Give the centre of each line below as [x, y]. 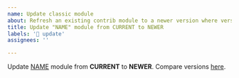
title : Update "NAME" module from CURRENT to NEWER [85, 27]
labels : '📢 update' [36, 34]
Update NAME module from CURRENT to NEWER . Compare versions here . [117, 67]
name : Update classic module [51, 14]
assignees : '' [28, 40]
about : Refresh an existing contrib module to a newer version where [113, 21]
